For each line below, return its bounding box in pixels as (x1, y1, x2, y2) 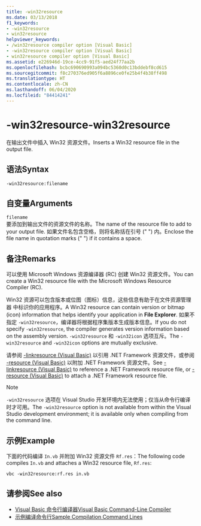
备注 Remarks (6, 253, 56, 264)
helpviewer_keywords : (6, 37, 60, 43)
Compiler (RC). (6, 284, 43, 291)
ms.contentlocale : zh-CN (6, 81, 68, 87)
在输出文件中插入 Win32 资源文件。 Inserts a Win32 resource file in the (6, 138, 179, 146)
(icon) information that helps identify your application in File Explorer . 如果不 (6, 311, 195, 318)
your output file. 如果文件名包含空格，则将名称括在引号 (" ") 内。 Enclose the (6, 228, 194, 235)
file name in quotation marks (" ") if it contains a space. (6, 235, 142, 242)
